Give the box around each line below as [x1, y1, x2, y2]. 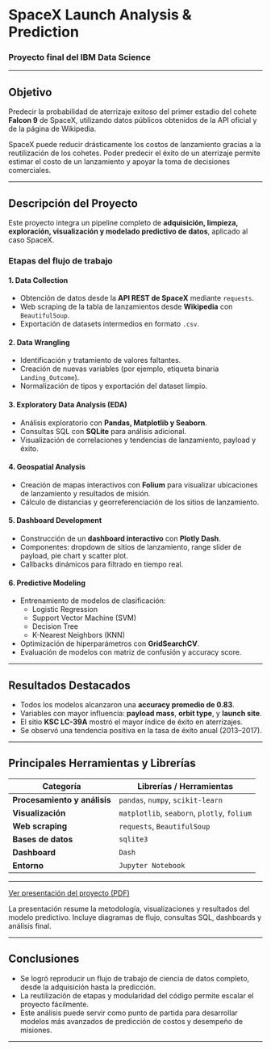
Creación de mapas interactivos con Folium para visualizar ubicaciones [19, 479, 258, 490]
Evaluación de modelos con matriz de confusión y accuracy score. [19, 647, 242, 657]
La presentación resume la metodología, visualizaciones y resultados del [8, 904, 250, 913]
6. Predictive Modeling [8, 578, 86, 588]
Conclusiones [8, 952, 80, 966]
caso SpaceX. [8, 235, 55, 245]
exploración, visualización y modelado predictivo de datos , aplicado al [8, 226, 248, 236]
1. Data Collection [8, 275, 69, 285]
